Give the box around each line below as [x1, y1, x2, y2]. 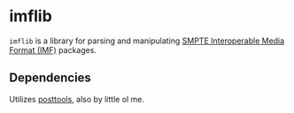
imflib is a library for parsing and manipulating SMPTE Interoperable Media [9, 35, 285, 46]
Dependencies [9, 71, 91, 86]
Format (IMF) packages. [9, 44, 97, 55]
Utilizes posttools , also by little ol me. [9, 94, 144, 104]
